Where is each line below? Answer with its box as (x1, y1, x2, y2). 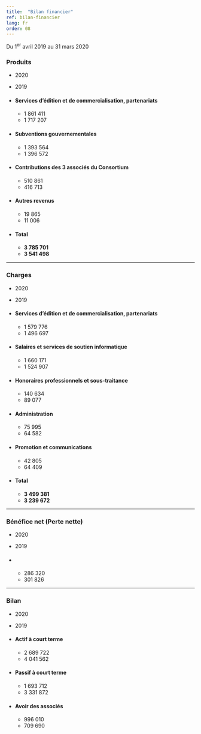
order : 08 (6, 25, 31, 32)
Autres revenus (14, 197, 55, 204)
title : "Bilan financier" (6, 8, 74, 15)
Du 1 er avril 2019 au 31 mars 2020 (6, 42, 89, 50)
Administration (14, 410, 53, 417)
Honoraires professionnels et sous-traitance (14, 377, 129, 384)
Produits (6, 58, 32, 66)
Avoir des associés (14, 702, 63, 709)
